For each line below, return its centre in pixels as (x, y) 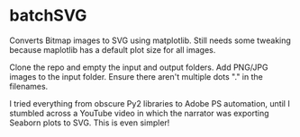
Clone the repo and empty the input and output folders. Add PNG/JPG (139, 67)
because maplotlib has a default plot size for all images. (113, 49)
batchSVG (48, 16)
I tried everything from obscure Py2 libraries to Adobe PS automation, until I (150, 103)
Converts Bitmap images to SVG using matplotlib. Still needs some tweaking (150, 40)
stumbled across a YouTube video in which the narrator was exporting (139, 113)
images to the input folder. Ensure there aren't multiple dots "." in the (136, 76)
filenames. (29, 86)
